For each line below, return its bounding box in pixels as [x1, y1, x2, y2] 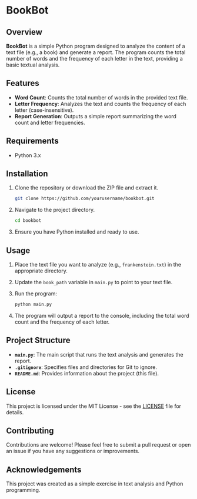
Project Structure [6, 335, 71, 345]
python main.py [14, 301, 52, 307]
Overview [6, 27, 43, 37]
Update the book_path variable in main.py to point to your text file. [14, 279, 173, 285]
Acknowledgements [6, 464, 82, 474]
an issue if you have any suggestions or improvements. [6, 448, 140, 455]
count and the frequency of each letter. [14, 318, 110, 325]
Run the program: [14, 290, 58, 297]
